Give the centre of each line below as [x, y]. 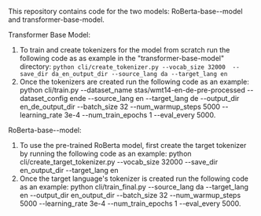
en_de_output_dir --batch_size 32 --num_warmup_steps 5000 [120, 106]
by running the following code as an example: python [105, 153]
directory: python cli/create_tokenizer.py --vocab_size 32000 [122, 67]
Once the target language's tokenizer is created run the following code [134, 178]
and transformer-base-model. [56, 20]
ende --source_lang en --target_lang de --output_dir [154, 98]
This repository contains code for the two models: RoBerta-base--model [125, 11]
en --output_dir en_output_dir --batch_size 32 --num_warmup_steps [130, 195]
